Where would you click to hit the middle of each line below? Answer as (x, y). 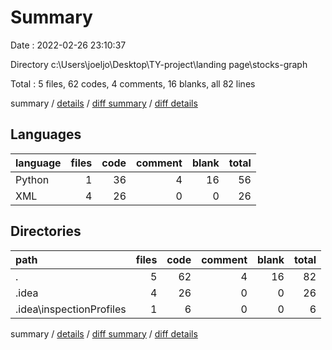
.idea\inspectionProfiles (71, 309)
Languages (46, 134)
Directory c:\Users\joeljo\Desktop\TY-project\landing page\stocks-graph (159, 64)
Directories (46, 231)
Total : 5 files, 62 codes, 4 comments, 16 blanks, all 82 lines (133, 83)
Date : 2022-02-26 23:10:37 (68, 45)
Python (32, 179)
